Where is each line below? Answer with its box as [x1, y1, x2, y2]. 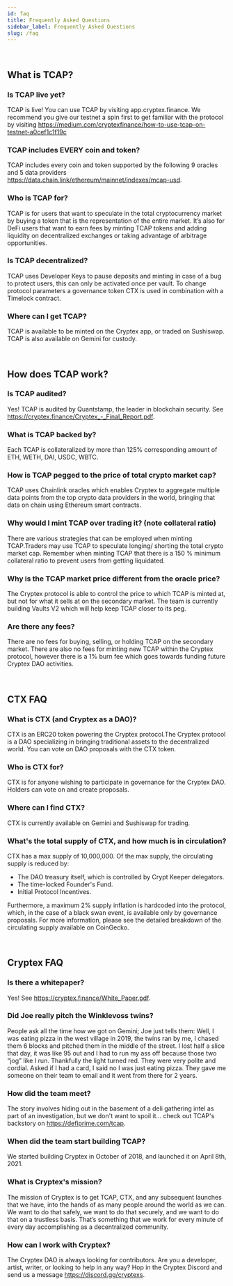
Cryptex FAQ [7, 957, 64, 969]
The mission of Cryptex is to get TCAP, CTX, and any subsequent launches [7, 1193, 223, 1201]
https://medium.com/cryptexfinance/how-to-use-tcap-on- [38, 120, 206, 129]
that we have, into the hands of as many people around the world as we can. [7, 1200, 226, 1209]
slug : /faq [7, 29, 39, 37]
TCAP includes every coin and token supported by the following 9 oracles [7, 161, 218, 169]
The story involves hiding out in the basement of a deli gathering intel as [7, 1104, 214, 1113]
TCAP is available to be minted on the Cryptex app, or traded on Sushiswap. [7, 327, 225, 336]
